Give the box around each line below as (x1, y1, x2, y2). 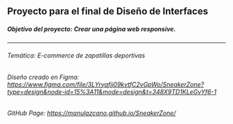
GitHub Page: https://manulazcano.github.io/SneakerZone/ (7, 109, 176, 117)
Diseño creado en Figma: (7, 73, 80, 81)
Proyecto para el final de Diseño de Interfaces (7, 6, 209, 17)
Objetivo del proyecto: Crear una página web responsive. (7, 24, 176, 33)
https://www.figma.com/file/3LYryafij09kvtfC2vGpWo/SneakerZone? (7, 80, 205, 89)
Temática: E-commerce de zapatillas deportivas (7, 51, 146, 60)
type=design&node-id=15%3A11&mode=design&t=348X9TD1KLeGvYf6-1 (7, 87, 217, 96)
